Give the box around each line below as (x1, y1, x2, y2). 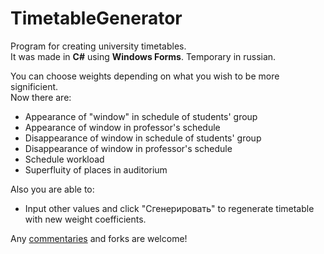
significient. (10, 80, 59, 92)
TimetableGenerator (10, 7, 183, 30)
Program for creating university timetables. (10, 40, 187, 52)
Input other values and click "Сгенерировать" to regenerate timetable (24, 202, 315, 214)
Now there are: (10, 91, 72, 103)
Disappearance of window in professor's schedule (24, 142, 233, 154)
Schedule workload (24, 153, 105, 165)
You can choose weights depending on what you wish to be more (10, 70, 280, 82)
